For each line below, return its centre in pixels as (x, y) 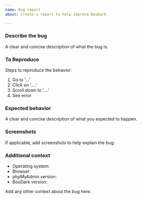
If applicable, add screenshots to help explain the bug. (60, 142)
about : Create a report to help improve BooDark (56, 14)
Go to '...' (21, 80)
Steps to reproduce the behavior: (39, 70)
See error (22, 96)
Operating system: (31, 166)
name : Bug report (23, 10)
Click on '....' (25, 85)
